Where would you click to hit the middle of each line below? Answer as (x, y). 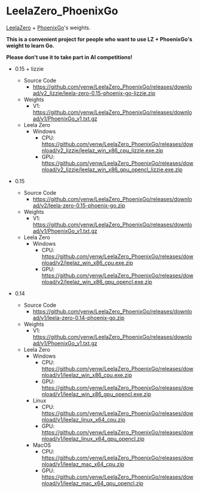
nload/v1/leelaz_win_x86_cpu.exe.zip (87, 375)
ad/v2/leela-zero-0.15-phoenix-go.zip (79, 205)
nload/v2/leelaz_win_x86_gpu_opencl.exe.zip (97, 282)
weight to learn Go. (30, 46)
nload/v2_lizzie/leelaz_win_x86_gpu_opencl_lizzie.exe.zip (112, 170)
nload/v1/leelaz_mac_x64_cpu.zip (83, 464)
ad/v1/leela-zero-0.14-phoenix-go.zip (79, 317)
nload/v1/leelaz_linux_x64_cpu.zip (83, 419)
